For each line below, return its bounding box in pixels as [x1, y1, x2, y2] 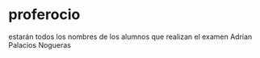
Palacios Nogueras [8, 40, 71, 49]
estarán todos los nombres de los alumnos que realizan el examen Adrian [8, 32, 253, 41]
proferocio [8, 6, 81, 24]
